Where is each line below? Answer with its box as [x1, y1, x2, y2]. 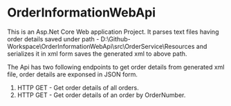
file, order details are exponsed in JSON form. [7, 70, 138, 78]
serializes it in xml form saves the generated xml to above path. [7, 50, 187, 58]
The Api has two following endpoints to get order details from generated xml [7, 63, 225, 71]
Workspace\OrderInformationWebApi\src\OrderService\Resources [7, 42, 195, 50]
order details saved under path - [7, 34, 100, 43]
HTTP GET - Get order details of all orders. [17, 83, 140, 92]
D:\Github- [100, 34, 131, 43]
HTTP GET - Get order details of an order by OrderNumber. [17, 91, 186, 99]
